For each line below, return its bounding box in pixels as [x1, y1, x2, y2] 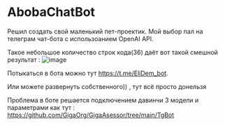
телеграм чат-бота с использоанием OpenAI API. [7, 34, 154, 42]
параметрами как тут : [7, 103, 75, 111]
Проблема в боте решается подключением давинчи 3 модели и [7, 95, 199, 104]
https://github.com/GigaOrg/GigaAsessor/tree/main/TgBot [7, 111, 175, 119]
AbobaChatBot [7, 4, 96, 20]
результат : [7, 55, 41, 63]
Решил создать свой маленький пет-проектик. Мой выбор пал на [7, 27, 203, 36]
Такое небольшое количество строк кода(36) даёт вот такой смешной [7, 48, 219, 56]
